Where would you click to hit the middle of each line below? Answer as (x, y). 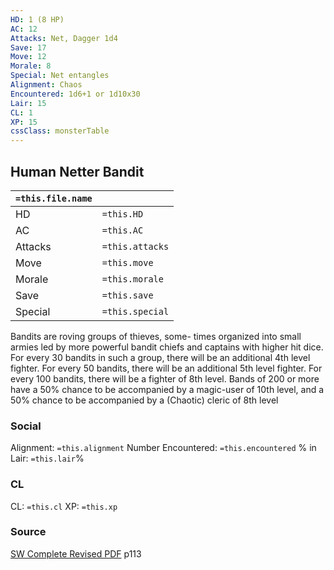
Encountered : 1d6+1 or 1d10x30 (75, 94)
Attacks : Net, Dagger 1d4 (64, 38)
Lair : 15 (28, 103)
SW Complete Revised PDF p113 (76, 553)
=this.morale (132, 279)
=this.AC (122, 230)
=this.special (135, 311)
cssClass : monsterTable (60, 131)
